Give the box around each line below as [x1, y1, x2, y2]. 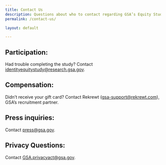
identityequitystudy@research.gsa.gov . [5, 66, 85, 72]
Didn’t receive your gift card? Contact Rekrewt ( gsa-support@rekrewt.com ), [5, 94, 160, 100]
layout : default [5, 25, 39, 30]
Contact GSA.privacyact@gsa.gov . [5, 154, 76, 160]
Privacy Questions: [5, 141, 65, 150]
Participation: [5, 48, 48, 56]
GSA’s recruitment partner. [5, 99, 59, 105]
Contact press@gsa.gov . [5, 127, 55, 133]
